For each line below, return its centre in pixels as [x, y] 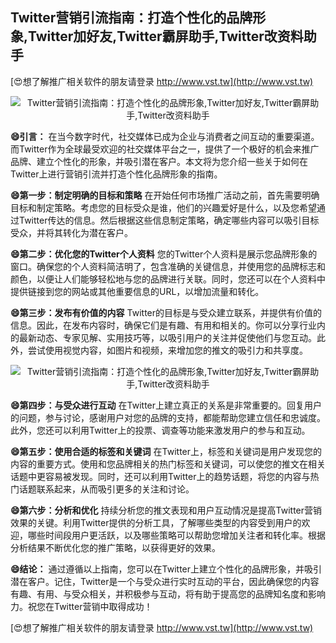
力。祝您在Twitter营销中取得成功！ [81, 606]
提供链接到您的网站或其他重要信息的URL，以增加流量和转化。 [137, 291]
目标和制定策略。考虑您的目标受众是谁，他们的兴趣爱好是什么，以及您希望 [163, 207]
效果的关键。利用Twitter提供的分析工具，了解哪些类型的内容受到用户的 [156, 522]
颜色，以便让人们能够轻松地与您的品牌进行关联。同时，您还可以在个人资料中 [168, 279]
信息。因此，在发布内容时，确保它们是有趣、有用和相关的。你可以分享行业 [163, 325]
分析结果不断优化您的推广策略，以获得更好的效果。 [115, 547]
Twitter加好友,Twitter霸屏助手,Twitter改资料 [166, 36]
